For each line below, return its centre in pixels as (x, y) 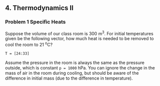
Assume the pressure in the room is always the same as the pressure (75, 63)
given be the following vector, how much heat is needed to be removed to (80, 39)
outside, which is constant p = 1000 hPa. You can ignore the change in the (80, 68)
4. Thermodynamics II (39, 8)
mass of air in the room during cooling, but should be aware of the (72, 73)
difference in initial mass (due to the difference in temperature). (69, 78)
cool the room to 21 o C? (29, 44)
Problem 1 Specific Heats (36, 22)
